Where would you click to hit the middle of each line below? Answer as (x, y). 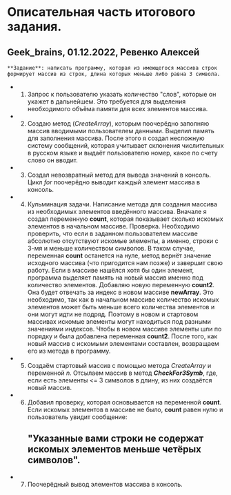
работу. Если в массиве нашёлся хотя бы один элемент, (111, 270)
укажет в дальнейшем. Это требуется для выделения (107, 101)
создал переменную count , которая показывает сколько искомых (125, 219)
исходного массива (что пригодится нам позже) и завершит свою (125, 263)
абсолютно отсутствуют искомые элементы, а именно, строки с (123, 241)
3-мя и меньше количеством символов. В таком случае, (111, 248)
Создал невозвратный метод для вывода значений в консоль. (119, 175)
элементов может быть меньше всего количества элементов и (121, 307)
